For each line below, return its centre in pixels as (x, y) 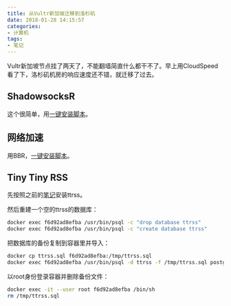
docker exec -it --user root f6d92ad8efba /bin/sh (81, 289)
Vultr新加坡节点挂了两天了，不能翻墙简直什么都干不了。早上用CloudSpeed (113, 66)
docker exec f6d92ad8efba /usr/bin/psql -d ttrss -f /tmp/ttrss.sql (107, 263)
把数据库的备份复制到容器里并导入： (58, 243)
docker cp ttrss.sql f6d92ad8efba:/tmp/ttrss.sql (80, 256)
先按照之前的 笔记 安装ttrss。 (47, 195)
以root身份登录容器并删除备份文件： (58, 276)
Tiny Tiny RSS (38, 178)
